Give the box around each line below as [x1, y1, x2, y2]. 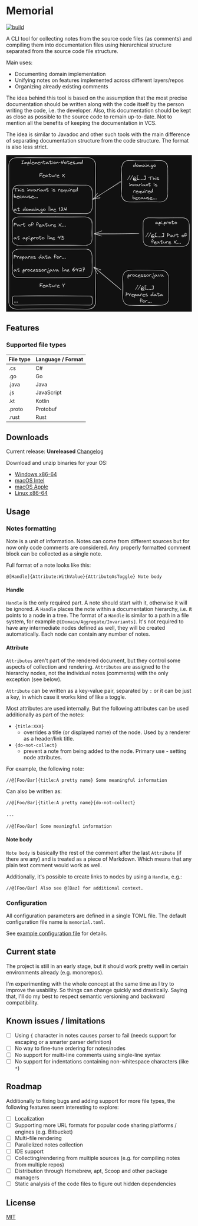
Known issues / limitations [6, 1016, 105, 1026]
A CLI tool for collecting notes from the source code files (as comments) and [6, 35, 192, 42]
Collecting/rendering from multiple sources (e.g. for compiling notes [14, 1154, 180, 1161]
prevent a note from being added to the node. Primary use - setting [23, 748, 187, 755]
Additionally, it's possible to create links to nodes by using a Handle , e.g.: [6, 873, 183, 880]
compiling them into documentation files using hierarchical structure [6, 41, 172, 48]
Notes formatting [6, 524, 57, 533]
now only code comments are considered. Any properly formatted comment [6, 544, 191, 551]
